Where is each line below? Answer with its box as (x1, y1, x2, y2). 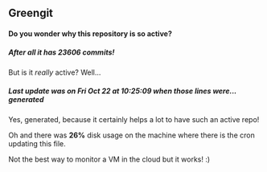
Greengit (8, 6, 54, 20)
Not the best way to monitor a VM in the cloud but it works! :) (8, 154, 211, 164)
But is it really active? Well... (8, 68, 101, 77)
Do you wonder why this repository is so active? (8, 28, 173, 39)
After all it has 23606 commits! (8, 47, 115, 57)
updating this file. (8, 138, 66, 148)
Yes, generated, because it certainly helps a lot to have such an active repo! (8, 114, 260, 124)
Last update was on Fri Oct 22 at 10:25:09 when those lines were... (8, 86, 237, 96)
